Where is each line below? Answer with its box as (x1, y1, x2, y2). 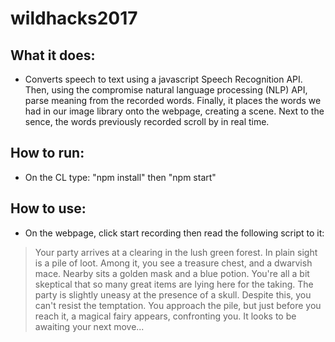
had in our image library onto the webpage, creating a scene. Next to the (24, 105, 325, 117)
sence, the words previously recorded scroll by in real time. (24, 116, 270, 127)
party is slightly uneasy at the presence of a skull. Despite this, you (34, 288, 312, 301)
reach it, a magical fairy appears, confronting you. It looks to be (34, 310, 297, 322)
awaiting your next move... (34, 320, 145, 332)
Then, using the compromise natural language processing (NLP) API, (24, 84, 308, 96)
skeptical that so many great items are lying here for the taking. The (34, 278, 314, 290)
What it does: (10, 47, 96, 64)
